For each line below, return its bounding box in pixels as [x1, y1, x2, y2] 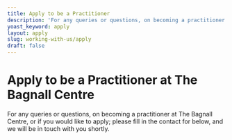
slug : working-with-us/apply [7, 36, 92, 43]
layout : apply [7, 29, 49, 37]
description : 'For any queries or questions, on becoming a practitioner [7, 17, 226, 24]
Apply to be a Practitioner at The [7, 72, 198, 88]
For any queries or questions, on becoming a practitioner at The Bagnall [7, 110, 213, 118]
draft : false [7, 42, 45, 49]
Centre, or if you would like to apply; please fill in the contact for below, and [7, 117, 224, 125]
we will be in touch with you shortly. [7, 124, 110, 132]
